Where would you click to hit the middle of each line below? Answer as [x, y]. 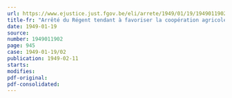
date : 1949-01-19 [32, 26]
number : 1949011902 [35, 39]
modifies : [21, 71]
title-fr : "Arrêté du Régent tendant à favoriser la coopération [103, 20]
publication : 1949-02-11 [43, 59]
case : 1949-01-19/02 [37, 52]
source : [18, 33]
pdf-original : [28, 78]
